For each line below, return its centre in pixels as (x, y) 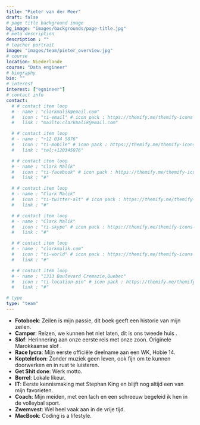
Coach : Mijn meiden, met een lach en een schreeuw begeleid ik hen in (101, 396)
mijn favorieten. (34, 390)
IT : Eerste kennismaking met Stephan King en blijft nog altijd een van (99, 384)
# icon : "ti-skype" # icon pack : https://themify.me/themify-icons (102, 227)
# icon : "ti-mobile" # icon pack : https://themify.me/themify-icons (104, 144)
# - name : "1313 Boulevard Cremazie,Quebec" (69, 276)
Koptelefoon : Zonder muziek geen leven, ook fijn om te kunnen (93, 358)
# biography (21, 73)
